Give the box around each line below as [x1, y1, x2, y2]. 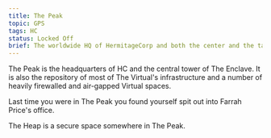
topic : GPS [8, 19, 45, 27]
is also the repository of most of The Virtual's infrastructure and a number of [8, 73, 263, 82]
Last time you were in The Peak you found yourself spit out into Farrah [8, 97, 242, 107]
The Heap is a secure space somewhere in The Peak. [8, 121, 186, 131]
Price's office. [8, 106, 55, 115]
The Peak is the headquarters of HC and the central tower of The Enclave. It [8, 64, 261, 73]
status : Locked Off [8, 34, 74, 43]
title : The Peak [8, 11, 63, 20]
